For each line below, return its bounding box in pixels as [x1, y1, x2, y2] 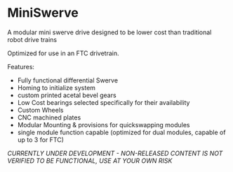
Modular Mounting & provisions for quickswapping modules [17, 120, 191, 129]
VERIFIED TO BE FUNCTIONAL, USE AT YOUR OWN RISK [7, 156, 173, 165]
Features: [7, 62, 35, 71]
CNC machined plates [17, 113, 81, 122]
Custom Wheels [17, 106, 64, 114]
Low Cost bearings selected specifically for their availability [17, 98, 190, 106]
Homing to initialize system [17, 83, 96, 92]
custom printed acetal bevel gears [17, 91, 117, 99]
